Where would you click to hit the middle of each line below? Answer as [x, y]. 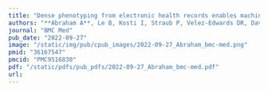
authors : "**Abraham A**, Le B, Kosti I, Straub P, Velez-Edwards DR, [128, 23]
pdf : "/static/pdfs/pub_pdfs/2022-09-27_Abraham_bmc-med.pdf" [114, 67]
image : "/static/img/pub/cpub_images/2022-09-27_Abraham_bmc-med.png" [128, 45]
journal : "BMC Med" [41, 30]
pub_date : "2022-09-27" [48, 38]
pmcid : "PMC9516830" [43, 60]
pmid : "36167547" [37, 52]
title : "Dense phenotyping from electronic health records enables [123, 15]
